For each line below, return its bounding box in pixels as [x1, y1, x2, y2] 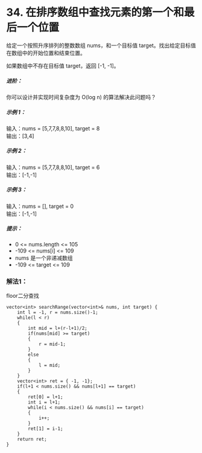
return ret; [17, 436, 47, 443]
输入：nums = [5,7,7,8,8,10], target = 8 [6, 124, 100, 132]
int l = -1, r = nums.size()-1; [17, 309, 98, 316]
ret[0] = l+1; [28, 394, 63, 400]
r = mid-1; [38, 341, 66, 347]
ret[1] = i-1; [28, 426, 63, 432]
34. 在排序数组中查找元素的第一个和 [6, 5, 185, 19]
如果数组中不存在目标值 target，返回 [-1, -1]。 [6, 62, 119, 69]
